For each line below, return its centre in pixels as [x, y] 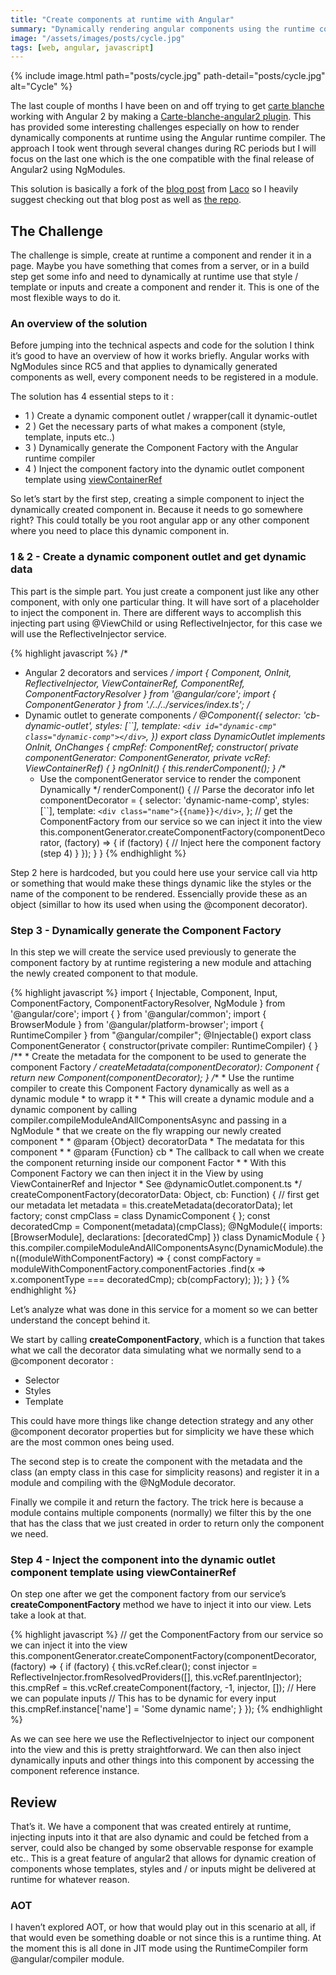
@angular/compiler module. [67, 1959]
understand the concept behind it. [80, 1320]
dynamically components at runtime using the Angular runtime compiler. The [168, 138]
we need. [29, 1533]
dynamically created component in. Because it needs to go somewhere [156, 510]
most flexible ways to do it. [66, 298]
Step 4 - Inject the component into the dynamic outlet [143, 1559]
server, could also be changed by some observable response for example [162, 1848]
